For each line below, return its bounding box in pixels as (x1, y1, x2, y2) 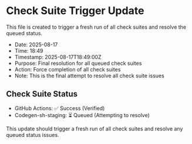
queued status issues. (6, 131, 60, 138)
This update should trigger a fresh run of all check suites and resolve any (6, 125, 183, 132)
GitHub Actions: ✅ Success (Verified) (14, 104, 105, 112)
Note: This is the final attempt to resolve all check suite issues (14, 72, 164, 79)
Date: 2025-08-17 (14, 41, 58, 48)
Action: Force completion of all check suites (14, 66, 121, 73)
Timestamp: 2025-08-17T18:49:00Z (14, 53, 102, 60)
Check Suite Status (6, 89, 78, 99)
